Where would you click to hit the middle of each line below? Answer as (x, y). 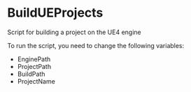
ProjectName (36, 81)
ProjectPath (34, 66)
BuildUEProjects (55, 13)
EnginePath (34, 59)
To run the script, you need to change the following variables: (96, 45)
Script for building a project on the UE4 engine (74, 32)
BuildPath (31, 74)
